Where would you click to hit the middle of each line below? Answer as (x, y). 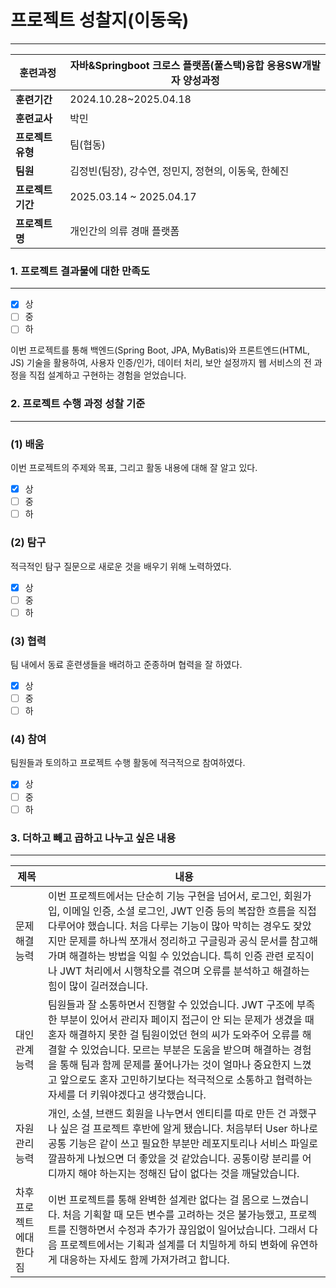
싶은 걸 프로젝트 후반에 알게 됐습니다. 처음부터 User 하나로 (188, 1128)
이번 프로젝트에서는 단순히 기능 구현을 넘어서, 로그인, (165, 896)
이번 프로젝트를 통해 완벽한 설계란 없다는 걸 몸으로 (159, 1199)
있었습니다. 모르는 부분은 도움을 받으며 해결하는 (185, 1049)
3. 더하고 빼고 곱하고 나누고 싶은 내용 (93, 838)
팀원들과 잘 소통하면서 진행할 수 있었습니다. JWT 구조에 (171, 1004)
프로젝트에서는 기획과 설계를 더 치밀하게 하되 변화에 (173, 1244)
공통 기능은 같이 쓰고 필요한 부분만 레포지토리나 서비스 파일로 (183, 1143)
